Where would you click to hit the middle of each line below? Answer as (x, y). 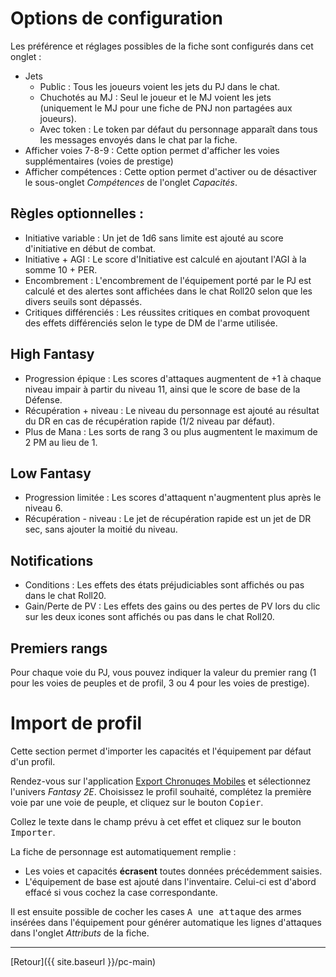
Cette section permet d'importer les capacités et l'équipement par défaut (161, 751)
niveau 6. (43, 508)
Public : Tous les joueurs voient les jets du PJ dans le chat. (160, 86)
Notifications (52, 560)
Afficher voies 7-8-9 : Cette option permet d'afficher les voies (152, 150)
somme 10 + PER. (61, 269)
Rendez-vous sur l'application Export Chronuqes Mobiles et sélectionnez (161, 781)
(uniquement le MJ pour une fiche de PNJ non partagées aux (166, 108)
